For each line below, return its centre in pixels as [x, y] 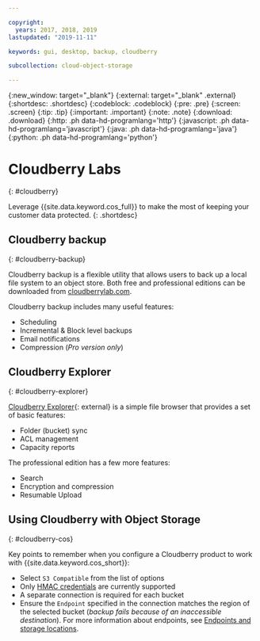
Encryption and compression [67, 486]
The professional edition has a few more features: [89, 462]
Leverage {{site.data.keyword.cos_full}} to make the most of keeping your [129, 207]
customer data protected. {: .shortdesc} [73, 216]
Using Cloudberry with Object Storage [104, 520]
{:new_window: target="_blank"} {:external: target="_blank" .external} [122, 95]
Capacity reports [47, 447]
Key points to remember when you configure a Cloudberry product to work [130, 554]
